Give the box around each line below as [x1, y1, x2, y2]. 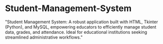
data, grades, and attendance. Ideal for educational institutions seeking [5, 29, 147, 35]
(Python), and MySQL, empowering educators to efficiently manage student [5, 24, 157, 29]
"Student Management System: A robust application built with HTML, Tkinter [5, 19, 158, 25]
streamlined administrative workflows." [5, 34, 83, 40]
